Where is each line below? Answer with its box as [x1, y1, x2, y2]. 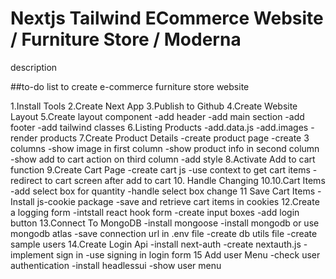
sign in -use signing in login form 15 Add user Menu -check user [55, 248, 321, 261]
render [10, 132, 38, 144]
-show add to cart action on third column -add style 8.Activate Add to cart [10, 153, 316, 165]
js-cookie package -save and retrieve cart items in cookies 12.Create [36, 195, 320, 207]
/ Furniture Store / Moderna [10, 28, 242, 51]
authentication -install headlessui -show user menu [10, 259, 222, 271]
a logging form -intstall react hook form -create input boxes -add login [10, 206, 300, 218]
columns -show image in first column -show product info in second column [10, 142, 320, 154]
